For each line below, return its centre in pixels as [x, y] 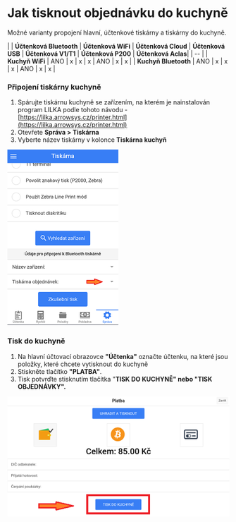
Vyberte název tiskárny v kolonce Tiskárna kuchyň [92, 140]
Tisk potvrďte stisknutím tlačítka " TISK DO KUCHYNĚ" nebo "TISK [115, 379]
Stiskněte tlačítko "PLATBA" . [60, 371]
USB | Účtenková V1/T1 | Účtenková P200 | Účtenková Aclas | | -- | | [107, 54]
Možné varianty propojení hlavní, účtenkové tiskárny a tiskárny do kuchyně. [117, 32]
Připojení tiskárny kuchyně [54, 87]
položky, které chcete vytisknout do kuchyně [83, 364]
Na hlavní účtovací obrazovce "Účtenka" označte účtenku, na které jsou [123, 356]
